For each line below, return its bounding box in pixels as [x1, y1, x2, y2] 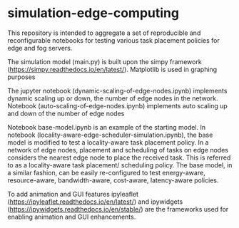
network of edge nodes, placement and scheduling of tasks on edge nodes [7, 145, 228, 154]
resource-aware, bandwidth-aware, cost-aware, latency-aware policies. [7, 176, 219, 185]
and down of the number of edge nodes [7, 109, 125, 118]
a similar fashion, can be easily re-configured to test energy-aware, [7, 168, 205, 177]
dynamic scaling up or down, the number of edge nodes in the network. [7, 94, 218, 103]
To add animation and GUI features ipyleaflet [7, 190, 139, 198]
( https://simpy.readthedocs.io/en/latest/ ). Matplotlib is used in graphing [7, 65, 218, 73]
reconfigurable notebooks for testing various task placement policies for [7, 36, 220, 44]
